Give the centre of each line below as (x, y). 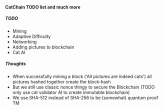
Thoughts (15, 64)
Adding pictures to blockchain (43, 47)
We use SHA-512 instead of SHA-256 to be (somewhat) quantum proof (85, 97)
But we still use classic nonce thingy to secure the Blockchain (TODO (83, 87)
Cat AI (19, 52)
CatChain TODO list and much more (43, 7)
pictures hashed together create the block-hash (61, 81)
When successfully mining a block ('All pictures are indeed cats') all (82, 76)
